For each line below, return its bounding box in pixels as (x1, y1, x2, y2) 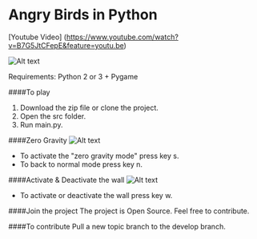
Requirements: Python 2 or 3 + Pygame (8, 71, 139, 81)
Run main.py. (19, 119, 63, 129)
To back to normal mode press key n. (19, 159, 143, 169)
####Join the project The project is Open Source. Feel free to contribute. (8, 206, 250, 216)
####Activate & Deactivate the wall (8, 175, 125, 184)
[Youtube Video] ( (8, 32, 66, 42)
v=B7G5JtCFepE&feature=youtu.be (8, 40, 124, 50)
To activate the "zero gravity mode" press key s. (19, 151, 179, 160)
